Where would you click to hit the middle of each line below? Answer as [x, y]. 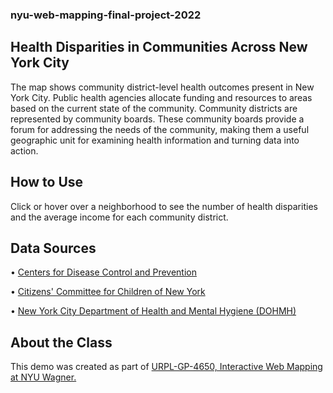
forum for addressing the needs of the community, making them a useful [160, 129]
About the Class [61, 342]
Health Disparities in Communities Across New [159, 47]
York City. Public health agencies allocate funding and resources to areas [161, 97]
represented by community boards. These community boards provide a [157, 119]
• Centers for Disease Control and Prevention [103, 272]
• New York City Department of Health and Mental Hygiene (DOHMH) [153, 311]
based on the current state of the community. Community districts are [154, 108]
